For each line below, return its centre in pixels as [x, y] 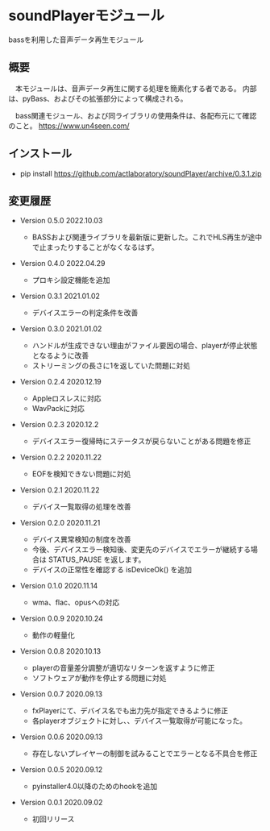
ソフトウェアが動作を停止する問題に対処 [99, 678]
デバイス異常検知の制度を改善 [81, 539]
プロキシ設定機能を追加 [71, 280]
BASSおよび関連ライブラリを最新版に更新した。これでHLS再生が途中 [147, 237]
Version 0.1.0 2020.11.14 [59, 586]
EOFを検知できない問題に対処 [81, 474]
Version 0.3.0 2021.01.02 [61, 329]
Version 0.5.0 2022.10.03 [61, 221]
